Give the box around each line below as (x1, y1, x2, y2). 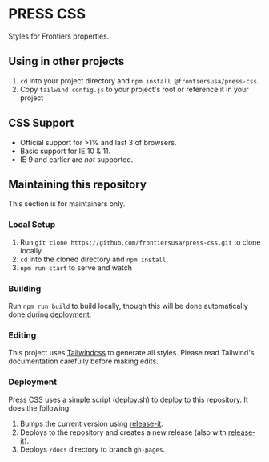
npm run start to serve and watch (19, 262, 133, 273)
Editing (8, 330, 37, 341)
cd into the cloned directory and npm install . (19, 254, 168, 264)
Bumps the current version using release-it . (19, 419, 164, 428)
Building (8, 282, 42, 294)
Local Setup (8, 219, 56, 230)
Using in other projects (8, 55, 125, 68)
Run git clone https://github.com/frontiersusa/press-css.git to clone (19, 237, 261, 247)
